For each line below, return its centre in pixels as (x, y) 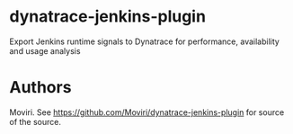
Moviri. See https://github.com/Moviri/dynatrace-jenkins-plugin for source (147, 112)
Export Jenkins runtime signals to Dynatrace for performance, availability (145, 41)
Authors (40, 88)
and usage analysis (45, 50)
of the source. (35, 121)
